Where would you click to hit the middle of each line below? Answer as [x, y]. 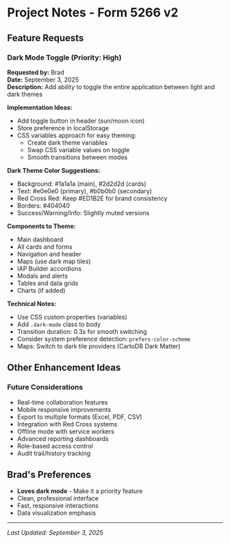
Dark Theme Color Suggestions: [54, 170]
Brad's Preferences [49, 474]
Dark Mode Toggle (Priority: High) [64, 58]
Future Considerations [45, 387]
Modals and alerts [42, 276]
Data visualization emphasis [56, 513]
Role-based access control [55, 446]
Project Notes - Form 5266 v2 [93, 13]
